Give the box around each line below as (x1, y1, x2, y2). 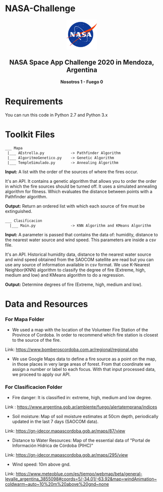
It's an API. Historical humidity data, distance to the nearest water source (5, 251, 152, 257)
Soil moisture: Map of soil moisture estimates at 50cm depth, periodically (12, 414, 159, 420)
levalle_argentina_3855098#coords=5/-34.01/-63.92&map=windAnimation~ (5, 476, 157, 482)
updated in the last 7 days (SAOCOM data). (12, 419, 99, 424)
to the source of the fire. (12, 337, 61, 343)
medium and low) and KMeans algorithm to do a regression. (5, 272, 125, 278)
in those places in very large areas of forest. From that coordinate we (12, 361, 151, 367)
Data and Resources (5, 299, 89, 309)
